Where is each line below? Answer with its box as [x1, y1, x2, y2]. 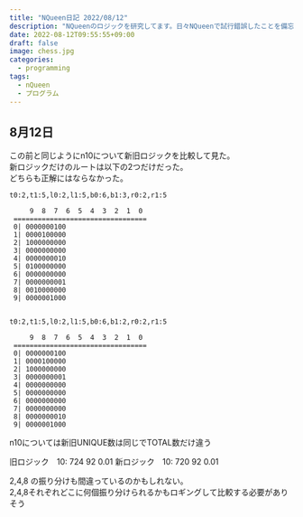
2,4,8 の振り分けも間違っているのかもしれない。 [9, 475, 188, 486]
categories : [9, 55, 54, 64]
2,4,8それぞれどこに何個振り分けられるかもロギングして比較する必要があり [9, 487, 289, 498]
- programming [17, 64, 70, 73]
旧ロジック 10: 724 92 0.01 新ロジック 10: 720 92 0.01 [9, 456, 219, 467]
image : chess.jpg [9, 47, 75, 56]
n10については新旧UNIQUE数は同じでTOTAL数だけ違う [9, 437, 212, 448]
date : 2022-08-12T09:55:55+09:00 [9, 30, 135, 39]
